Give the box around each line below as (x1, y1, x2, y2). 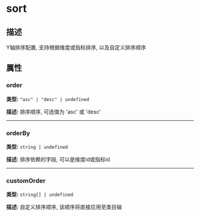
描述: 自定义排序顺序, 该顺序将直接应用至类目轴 (6, 204, 122, 211)
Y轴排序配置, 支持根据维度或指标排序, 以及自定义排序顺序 (6, 44, 146, 51)
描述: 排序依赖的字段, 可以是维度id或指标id (6, 155, 110, 162)
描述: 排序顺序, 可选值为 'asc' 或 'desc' (6, 108, 101, 115)
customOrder (6, 176, 46, 184)
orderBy (6, 129, 30, 137)
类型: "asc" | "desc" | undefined (6, 95, 89, 102)
